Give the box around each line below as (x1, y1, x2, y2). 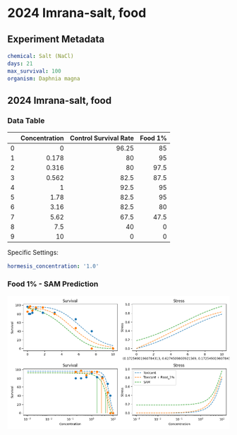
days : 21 (7, 60, 33, 67)
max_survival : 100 (7, 67, 61, 75)
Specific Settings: (7, 248, 59, 256)
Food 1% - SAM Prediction (7, 279, 99, 289)
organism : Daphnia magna (7, 75, 80, 82)
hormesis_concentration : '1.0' (7, 263, 99, 270)
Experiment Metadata (7, 33, 104, 45)
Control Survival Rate (70, 133, 134, 142)
